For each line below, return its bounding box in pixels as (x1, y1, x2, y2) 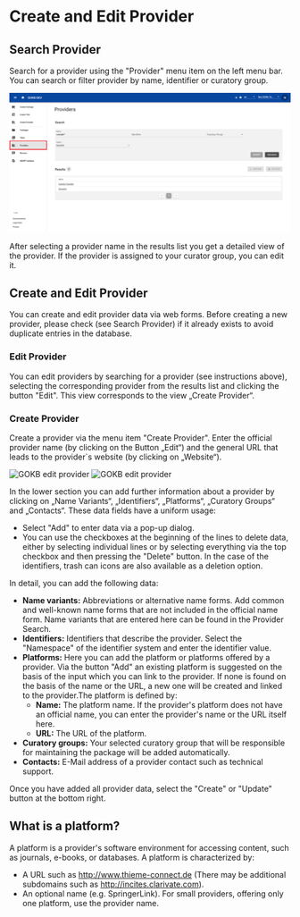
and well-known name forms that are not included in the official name (21, 604, 279, 615)
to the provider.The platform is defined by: (21, 690, 178, 701)
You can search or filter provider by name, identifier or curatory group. (9, 75, 269, 86)
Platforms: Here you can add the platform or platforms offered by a (21, 652, 271, 662)
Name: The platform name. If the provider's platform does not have (35, 699, 283, 710)
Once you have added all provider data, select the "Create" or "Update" (9, 783, 272, 794)
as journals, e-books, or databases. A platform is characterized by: (9, 852, 254, 862)
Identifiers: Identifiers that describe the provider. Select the (21, 633, 243, 644)
